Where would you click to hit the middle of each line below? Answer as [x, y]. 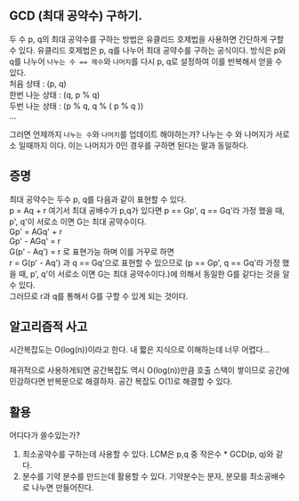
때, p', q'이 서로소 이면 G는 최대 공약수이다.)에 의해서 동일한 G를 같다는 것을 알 [154, 273]
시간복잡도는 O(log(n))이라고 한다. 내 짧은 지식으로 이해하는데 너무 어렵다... [140, 350]
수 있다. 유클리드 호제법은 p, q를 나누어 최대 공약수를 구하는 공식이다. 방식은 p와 [148, 50]
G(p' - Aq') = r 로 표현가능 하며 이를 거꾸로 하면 [92, 251]
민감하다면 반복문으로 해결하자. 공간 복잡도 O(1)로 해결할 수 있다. [121, 382]
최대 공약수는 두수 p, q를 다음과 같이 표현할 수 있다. [98, 199]
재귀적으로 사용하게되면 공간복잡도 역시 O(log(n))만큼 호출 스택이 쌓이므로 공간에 [149, 370]
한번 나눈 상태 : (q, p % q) [55, 94]
